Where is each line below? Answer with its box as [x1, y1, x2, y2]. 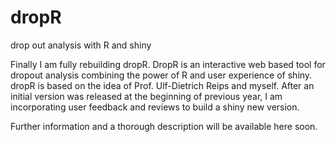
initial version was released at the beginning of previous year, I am [10, 90, 283, 102]
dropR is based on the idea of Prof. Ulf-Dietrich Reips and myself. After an [10, 79, 315, 91]
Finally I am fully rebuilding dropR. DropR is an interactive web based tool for [10, 58, 326, 70]
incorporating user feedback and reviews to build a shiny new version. [10, 101, 300, 113]
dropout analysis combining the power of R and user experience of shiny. [10, 69, 313, 81]
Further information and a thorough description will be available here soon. [10, 120, 318, 132]
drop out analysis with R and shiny [10, 39, 152, 51]
